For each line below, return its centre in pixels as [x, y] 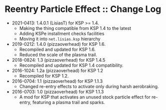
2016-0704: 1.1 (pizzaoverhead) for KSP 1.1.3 [57, 81]
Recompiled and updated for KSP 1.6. [57, 49]
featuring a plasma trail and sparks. [69, 102]
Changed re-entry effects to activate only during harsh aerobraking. [89, 86]
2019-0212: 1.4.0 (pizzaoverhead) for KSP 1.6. [59, 44]
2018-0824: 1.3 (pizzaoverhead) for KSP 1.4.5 [59, 60]
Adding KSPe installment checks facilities [62, 33]
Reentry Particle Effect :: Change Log [83, 9]
